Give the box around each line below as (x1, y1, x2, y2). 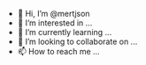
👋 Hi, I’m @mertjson (17, 9, 90, 18)
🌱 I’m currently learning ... (17, 27, 112, 37)
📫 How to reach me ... (17, 47, 100, 56)
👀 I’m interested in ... (17, 18, 93, 28)
